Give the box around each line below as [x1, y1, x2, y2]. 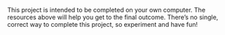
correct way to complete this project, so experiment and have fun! [7, 21, 198, 28]
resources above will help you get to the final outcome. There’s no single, [7, 13, 219, 21]
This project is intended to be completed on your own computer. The [7, 6, 205, 14]
